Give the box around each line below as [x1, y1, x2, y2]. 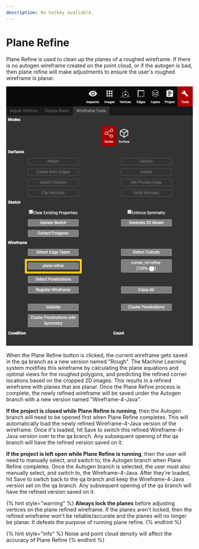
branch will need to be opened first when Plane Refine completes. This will [6, 414, 188, 421]
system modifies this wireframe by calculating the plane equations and [6, 364, 179, 372]
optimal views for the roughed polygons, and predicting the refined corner [6, 371, 187, 378]
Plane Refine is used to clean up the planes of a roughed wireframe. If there [6, 55, 191, 62]
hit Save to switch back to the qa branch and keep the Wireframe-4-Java [6, 475, 185, 483]
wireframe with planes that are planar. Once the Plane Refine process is [6, 383, 181, 391]
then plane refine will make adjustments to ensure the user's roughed [6, 68, 176, 75]
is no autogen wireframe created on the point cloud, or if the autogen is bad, [6, 62, 192, 69]
